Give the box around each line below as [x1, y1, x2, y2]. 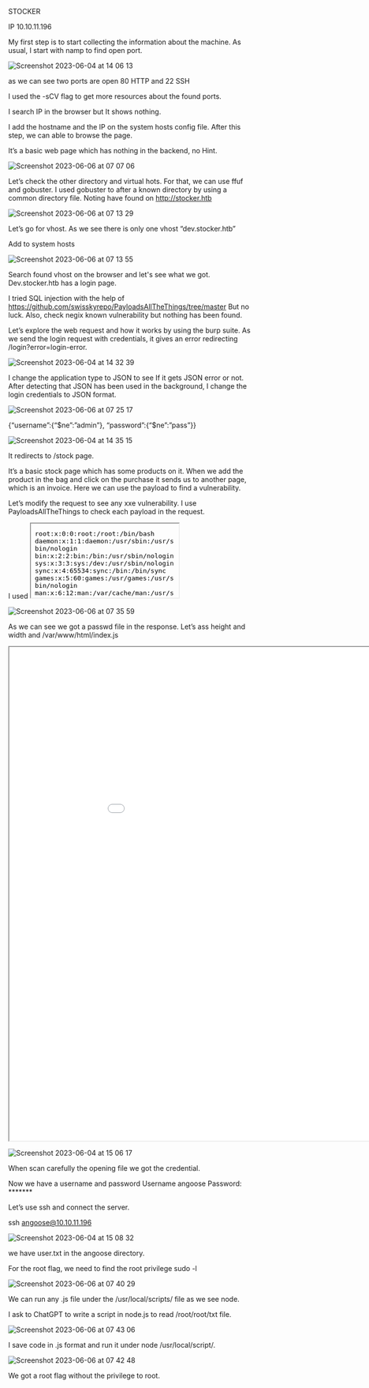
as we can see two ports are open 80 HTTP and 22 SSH [8, 77, 191, 85]
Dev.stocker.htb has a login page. [8, 278, 117, 288]
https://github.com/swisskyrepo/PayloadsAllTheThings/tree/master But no [8, 302, 250, 311]
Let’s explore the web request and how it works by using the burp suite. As [8, 325, 251, 335]
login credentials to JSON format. [8, 390, 117, 399]
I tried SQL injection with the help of [8, 294, 125, 303]
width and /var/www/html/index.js [8, 630, 119, 639]
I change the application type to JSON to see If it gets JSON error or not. [8, 373, 244, 382]
